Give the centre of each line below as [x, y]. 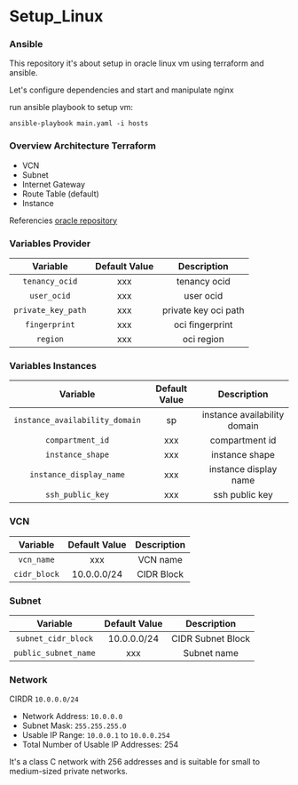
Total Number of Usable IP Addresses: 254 [100, 745]
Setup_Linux [56, 16]
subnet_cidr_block [55, 638]
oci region [203, 340]
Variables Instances [53, 366]
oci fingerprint [203, 324]
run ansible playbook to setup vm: [71, 108]
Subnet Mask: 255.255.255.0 [74, 725]
